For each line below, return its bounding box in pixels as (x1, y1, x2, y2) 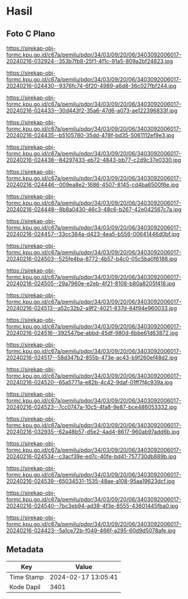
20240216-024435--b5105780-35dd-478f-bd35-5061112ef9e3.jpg (6, 132, 175, 139)
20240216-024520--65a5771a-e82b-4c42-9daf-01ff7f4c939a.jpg (6, 379, 173, 386)
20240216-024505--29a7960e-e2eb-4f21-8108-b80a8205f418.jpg (6, 280, 175, 287)
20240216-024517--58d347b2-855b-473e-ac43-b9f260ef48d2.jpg (6, 354, 178, 361)
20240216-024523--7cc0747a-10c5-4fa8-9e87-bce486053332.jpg (6, 403, 178, 410)
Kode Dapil (9, 583, 41, 591)
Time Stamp (9, 573, 44, 581)
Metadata (6, 544, 44, 555)
